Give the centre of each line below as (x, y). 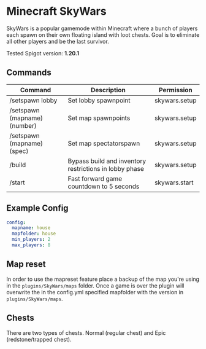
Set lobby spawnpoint (99, 100)
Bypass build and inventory (107, 161)
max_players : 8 (31, 245)
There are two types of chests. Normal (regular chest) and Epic (86, 332)
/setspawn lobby (33, 100)
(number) (23, 125)
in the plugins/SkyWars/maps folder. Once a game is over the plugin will (95, 285)
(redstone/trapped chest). (39, 339)
